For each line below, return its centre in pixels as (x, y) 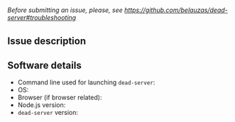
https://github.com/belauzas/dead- (176, 10)
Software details (44, 65)
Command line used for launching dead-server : (86, 82)
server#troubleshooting (42, 17)
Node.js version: (42, 105)
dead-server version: (48, 113)
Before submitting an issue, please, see (65, 10)
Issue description (47, 41)
